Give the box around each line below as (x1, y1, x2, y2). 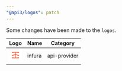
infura (27, 52, 42, 59)
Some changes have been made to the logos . (6, 27, 117, 34)
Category (51, 40, 75, 47)
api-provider (47, 52, 79, 59)
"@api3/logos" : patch (6, 9, 60, 15)
